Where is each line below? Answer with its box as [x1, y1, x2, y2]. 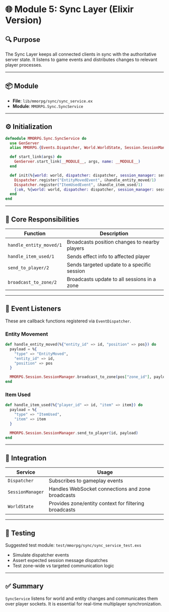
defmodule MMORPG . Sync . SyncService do [5, 136, 87, 141]
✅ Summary [5, 582, 44, 591]
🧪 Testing [5, 529, 36, 537]
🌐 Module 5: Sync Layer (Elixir [5, 4, 134, 15]
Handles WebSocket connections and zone [48, 485, 151, 492]
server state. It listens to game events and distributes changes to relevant [5, 57, 157, 63]
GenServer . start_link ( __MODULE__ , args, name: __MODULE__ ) [14, 159, 141, 164]
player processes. [5, 62, 43, 68]
